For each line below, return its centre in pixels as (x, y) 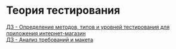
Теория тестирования (63, 10)
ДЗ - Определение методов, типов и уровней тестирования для (88, 27)
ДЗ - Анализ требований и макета (50, 39)
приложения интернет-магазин (46, 33)
